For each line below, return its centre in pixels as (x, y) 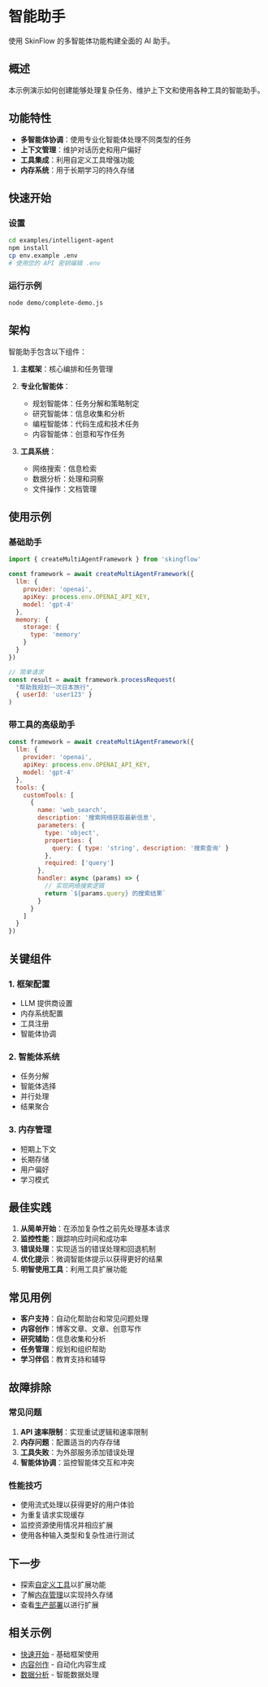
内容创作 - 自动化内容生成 (63, 1664)
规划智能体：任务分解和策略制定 (86, 403)
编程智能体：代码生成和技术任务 (86, 423)
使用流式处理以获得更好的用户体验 (77, 1505)
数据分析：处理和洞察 (68, 479)
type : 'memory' (56, 635)
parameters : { (61, 826)
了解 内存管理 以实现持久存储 (67, 1594)
